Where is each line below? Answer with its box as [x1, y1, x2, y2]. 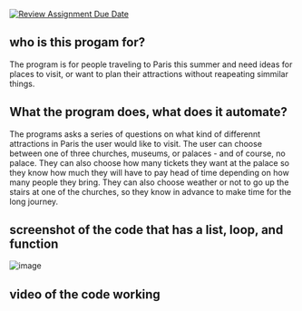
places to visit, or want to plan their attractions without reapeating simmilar [9, 68, 288, 79]
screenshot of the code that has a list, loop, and [9, 222, 284, 238]
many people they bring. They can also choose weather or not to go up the [9, 177, 289, 188]
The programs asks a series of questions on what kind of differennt [9, 128, 261, 140]
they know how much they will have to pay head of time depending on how [9, 167, 290, 178]
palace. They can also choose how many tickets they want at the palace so [9, 157, 290, 168]
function [9, 237, 59, 252]
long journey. [9, 196, 59, 207]
